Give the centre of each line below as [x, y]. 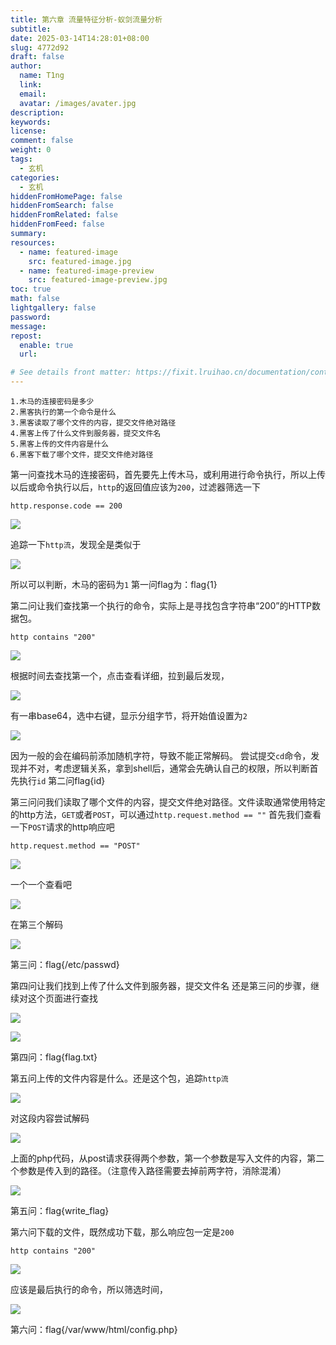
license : [28, 131]
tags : [21, 159]
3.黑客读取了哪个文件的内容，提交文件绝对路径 [93, 423]
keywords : [31, 122]
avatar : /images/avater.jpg [78, 103]
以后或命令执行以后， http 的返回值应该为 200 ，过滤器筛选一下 [136, 487]
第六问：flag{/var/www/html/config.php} [94, 1329]
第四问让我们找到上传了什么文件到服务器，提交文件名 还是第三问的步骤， [160, 985]
